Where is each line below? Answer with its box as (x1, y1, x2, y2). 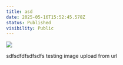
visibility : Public (6, 25, 54, 31)
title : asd (6, 8, 33, 15)
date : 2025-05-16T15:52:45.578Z (6, 14, 85, 20)
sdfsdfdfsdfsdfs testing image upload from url (6, 53, 118, 60)
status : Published (6, 19, 51, 25)
